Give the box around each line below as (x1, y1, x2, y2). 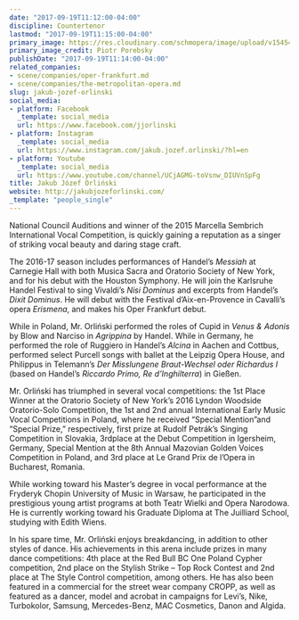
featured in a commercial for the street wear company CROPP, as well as (9, 581, 276, 591)
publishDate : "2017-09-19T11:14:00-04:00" (9, 54, 169, 63)
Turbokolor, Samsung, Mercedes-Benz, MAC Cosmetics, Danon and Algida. (9, 599, 287, 611)
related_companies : (9, 63, 82, 72)
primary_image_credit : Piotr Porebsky (9, 46, 153, 55)
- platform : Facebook (9, 104, 90, 113)
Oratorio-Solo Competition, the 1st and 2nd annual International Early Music (9, 404, 287, 415)
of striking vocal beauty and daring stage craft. (9, 238, 182, 250)
